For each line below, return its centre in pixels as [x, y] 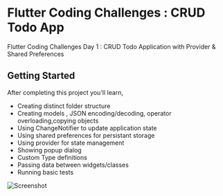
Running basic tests [45, 172]
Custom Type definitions [52, 157]
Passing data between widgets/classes [73, 165]
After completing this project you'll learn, [65, 92]
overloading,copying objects [58, 121]
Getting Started [41, 76]
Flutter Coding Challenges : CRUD [106, 13]
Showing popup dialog [49, 150]
